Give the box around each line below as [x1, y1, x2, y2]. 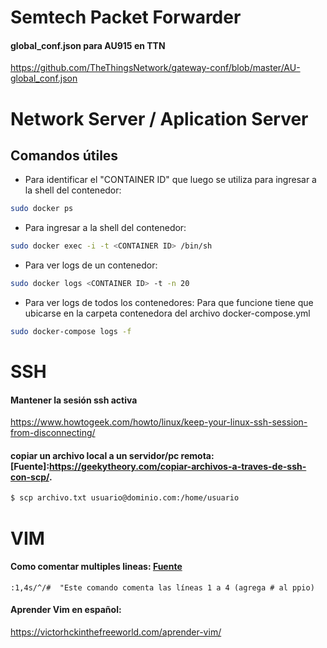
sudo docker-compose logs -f [10, 327, 132, 337]
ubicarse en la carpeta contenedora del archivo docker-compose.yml [24, 307, 311, 320]
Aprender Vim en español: [10, 604, 122, 616]
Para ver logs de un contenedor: [24, 259, 158, 271]
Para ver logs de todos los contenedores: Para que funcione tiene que [24, 297, 314, 309]
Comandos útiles [10, 147, 119, 164]
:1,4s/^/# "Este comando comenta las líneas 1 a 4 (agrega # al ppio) [10, 582, 315, 593]
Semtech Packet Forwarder [10, 6, 242, 29]
